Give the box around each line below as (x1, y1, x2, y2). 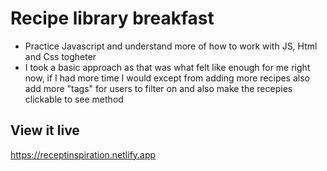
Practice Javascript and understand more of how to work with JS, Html (24, 40, 318, 52)
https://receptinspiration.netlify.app (10, 148, 157, 161)
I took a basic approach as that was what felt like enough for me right (24, 61, 311, 73)
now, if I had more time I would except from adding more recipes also (24, 72, 310, 84)
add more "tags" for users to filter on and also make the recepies (24, 82, 293, 94)
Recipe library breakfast (10, 7, 215, 30)
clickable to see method (24, 93, 124, 105)
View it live (10, 122, 80, 139)
